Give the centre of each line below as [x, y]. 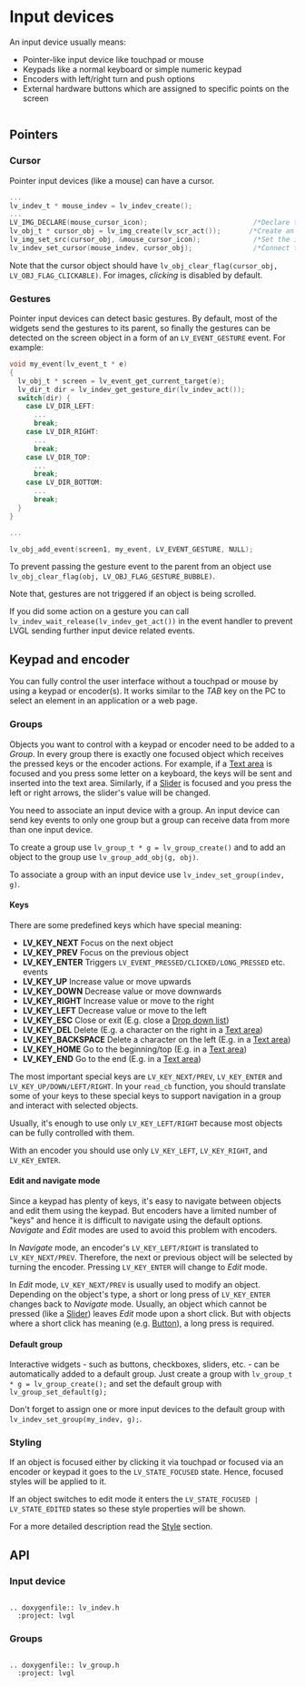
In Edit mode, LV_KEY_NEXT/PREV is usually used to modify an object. [135, 1284]
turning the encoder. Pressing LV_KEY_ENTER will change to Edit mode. [138, 1267]
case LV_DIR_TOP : [59, 457]
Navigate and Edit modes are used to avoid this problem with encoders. [143, 1229]
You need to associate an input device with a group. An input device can [144, 810]
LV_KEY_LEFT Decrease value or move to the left [114, 1010]
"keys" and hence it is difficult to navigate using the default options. [136, 1220]
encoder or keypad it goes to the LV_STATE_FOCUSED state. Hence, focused [147, 1472]
